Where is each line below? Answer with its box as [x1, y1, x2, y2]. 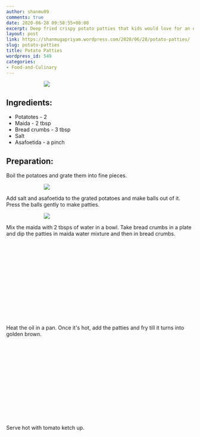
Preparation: [6, 156, 54, 166]
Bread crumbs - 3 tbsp [14, 126, 71, 133]
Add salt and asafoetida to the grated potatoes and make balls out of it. [6, 195, 180, 202]
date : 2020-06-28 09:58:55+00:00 [6, 20, 89, 26]
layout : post [6, 31, 39, 37]
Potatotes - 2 [14, 113, 48, 121]
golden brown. [6, 330, 42, 337]
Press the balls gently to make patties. [6, 201, 100, 208]
